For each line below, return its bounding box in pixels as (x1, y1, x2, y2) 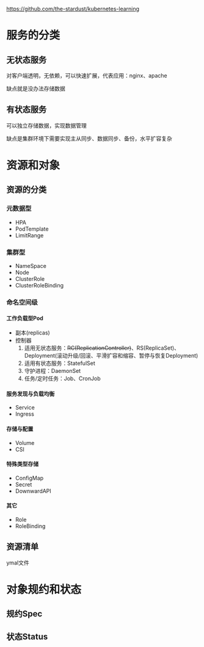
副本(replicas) (15, 329, 50, 336)
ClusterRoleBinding (15, 281, 64, 289)
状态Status (6, 631, 48, 642)
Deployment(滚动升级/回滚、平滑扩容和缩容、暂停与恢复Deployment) (24, 352, 199, 360)
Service (15, 404, 35, 411)
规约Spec (6, 609, 43, 619)
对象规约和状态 (6, 582, 82, 596)
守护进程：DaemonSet (24, 367, 81, 375)
